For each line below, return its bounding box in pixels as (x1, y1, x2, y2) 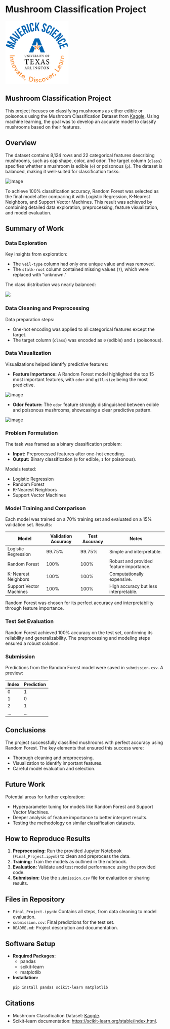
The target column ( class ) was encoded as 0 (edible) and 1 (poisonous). (12, 337, 163, 343)
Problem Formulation (5, 429, 58, 436)
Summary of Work (5, 224, 64, 233)
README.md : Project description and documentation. (12, 925, 118, 931)
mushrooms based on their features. (5, 123, 81, 130)
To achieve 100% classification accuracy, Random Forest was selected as (5, 188, 159, 194)
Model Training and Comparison (5, 505, 86, 512)
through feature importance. (5, 605, 64, 611)
